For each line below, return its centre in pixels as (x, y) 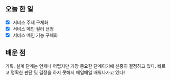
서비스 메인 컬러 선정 (33, 29)
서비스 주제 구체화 (30, 22)
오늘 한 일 (19, 9)
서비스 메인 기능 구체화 (35, 35)
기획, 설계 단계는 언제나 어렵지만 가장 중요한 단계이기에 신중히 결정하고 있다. (81, 66)
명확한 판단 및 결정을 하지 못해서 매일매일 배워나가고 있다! (68, 72)
